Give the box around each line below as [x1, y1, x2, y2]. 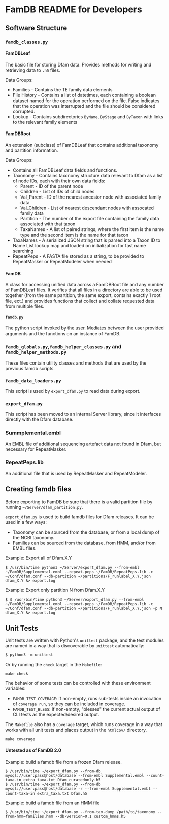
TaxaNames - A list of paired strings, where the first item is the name [20, 226, 164, 232]
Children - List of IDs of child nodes [20, 188, 95, 194]
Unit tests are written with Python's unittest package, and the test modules [5, 637, 164, 643]
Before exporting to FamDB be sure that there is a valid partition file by [5, 499, 153, 505]
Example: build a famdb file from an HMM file [5, 800, 100, 806]
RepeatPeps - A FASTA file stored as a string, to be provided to [12, 253, 145, 259]
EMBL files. [12, 545, 37, 551]
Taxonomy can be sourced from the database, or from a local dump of [12, 529, 160, 535]
